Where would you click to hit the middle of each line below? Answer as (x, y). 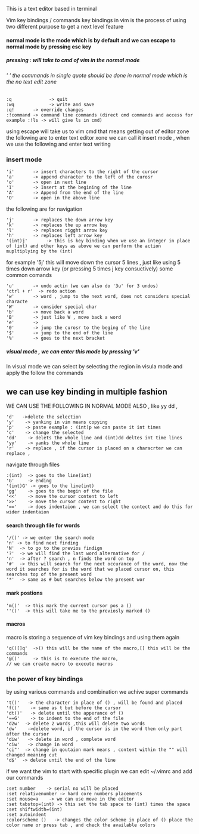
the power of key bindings (45, 679)
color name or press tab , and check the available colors (81, 825)
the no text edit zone (31, 81)
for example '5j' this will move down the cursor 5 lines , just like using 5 (93, 263)
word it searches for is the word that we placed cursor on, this (90, 570)
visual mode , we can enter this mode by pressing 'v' (73, 352)
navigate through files (33, 464)
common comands (29, 275)
